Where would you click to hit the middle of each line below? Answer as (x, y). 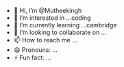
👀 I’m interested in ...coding (52, 18)
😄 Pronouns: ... (36, 50)
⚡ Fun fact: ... (32, 57)
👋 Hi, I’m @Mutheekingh (48, 11)
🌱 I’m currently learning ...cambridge (65, 25)
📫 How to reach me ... (45, 40)
